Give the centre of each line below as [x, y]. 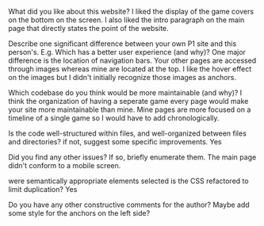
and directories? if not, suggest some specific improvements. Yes [115, 142]
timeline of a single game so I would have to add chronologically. [114, 118]
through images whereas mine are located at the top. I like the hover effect [130, 69]
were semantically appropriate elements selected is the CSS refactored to [128, 181]
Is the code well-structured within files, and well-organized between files [128, 133]
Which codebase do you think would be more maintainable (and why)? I [125, 93]
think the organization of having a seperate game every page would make [128, 101]
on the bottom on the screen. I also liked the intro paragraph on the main [126, 20]
